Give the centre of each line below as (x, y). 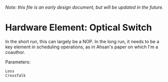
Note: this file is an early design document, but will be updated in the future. (85, 7)
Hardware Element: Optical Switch (79, 28)
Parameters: (18, 62)
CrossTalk (16, 75)
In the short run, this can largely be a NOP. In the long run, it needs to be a (82, 41)
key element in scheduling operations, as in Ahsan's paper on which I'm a (82, 47)
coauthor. (15, 52)
